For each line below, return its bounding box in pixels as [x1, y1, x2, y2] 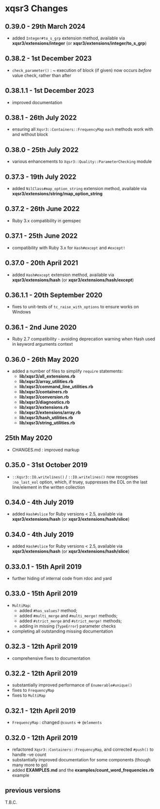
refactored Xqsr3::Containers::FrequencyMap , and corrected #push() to [12, 747, 154, 753]
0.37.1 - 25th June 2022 [5, 232, 78, 240]
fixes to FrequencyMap [12, 687, 54, 693]
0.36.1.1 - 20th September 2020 [5, 291, 103, 299]
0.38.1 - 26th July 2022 [5, 114, 77, 122]
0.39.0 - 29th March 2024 [5, 22, 86, 31]
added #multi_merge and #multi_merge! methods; [19, 613, 118, 618]
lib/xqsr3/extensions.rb [19, 404, 69, 410]
